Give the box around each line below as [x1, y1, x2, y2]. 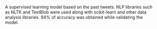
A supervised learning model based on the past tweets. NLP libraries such [5, 4, 153, 10]
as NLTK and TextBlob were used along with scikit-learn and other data [5, 9, 147, 15]
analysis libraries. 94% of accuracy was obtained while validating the [5, 14, 143, 20]
